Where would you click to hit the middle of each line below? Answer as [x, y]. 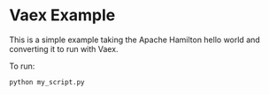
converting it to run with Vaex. [64, 48]
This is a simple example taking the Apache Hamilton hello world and [135, 40]
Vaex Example [62, 15]
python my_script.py [47, 82]
